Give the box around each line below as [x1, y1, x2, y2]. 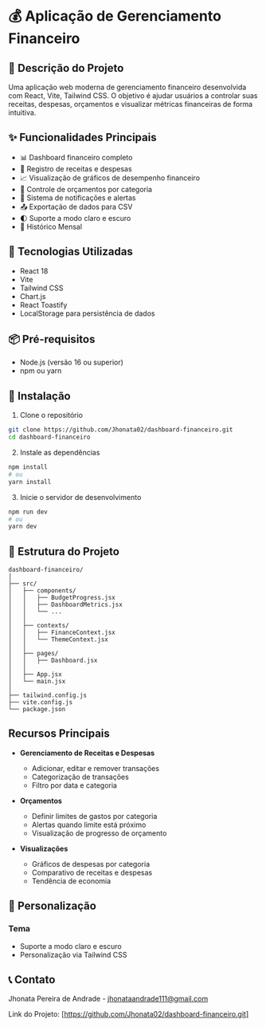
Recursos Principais [8, 727, 110, 741]
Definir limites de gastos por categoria [31, 811, 158, 820]
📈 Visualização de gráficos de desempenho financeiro [19, 173, 201, 183]
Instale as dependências [19, 448, 100, 457]
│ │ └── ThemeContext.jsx [8, 635, 109, 643]
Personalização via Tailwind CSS [19, 950, 127, 959]
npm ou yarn [19, 366, 62, 376]
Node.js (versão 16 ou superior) [19, 357, 123, 368]
